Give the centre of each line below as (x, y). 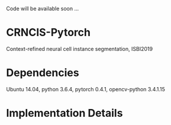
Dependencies (43, 73)
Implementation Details (64, 113)
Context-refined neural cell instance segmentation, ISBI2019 (79, 49)
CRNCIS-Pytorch (48, 33)
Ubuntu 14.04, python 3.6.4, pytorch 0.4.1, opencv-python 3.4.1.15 (86, 89)
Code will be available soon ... (43, 9)
